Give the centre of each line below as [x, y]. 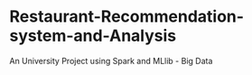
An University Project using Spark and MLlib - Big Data [111, 61]
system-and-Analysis [93, 36]
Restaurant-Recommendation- [127, 17]
